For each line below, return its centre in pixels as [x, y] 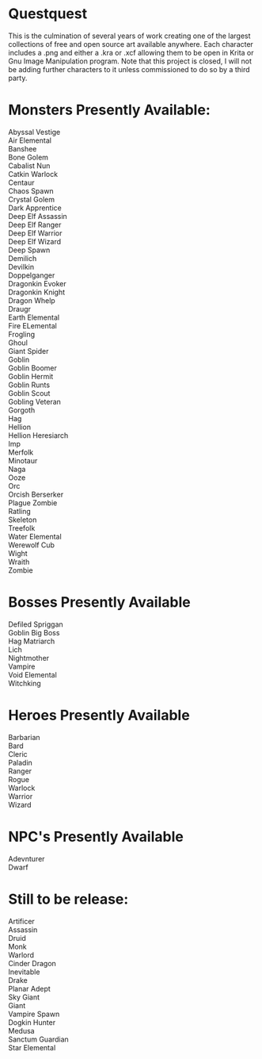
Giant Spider [28, 351]
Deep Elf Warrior [35, 233]
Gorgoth [22, 410]
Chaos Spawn [31, 190]
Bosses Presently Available [100, 602]
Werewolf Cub [32, 545]
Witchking [25, 683]
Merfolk [21, 452]
